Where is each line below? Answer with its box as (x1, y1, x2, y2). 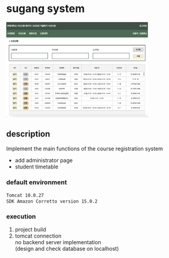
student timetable (14, 163, 59, 170)
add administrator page (14, 156, 73, 164)
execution (6, 212, 36, 221)
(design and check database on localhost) (14, 245, 119, 253)
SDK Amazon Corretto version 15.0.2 (6, 198, 98, 204)
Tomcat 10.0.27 (6, 192, 44, 198)
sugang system (6, 2, 85, 16)
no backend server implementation (14, 239, 101, 246)
